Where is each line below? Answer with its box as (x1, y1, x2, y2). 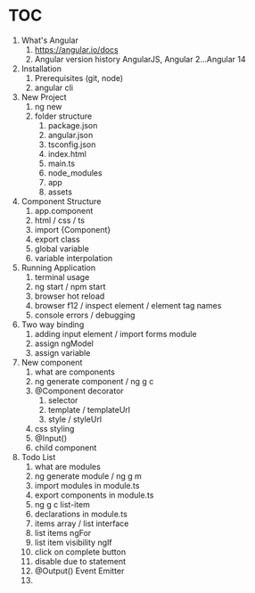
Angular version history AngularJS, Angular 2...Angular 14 (34, 54, 246, 64)
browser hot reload (34, 291, 105, 301)
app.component (34, 205, 94, 216)
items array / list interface (34, 518, 129, 529)
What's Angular (21, 35, 79, 45)
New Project (21, 91, 68, 103)
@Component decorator (34, 385, 124, 396)
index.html (47, 148, 86, 159)
